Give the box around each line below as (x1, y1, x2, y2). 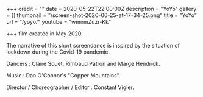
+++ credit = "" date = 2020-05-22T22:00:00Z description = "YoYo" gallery (6, 5, 197, 12)
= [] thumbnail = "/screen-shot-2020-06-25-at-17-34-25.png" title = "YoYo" (6, 12, 197, 19)
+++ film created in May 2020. (6, 30, 84, 37)
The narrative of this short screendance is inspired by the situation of (6, 42, 180, 49)
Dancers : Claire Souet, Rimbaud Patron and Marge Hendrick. (6, 60, 160, 67)
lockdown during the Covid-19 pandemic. (6, 48, 110, 56)
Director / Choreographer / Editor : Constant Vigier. (6, 84, 134, 91)
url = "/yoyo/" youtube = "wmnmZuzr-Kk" (6, 18, 112, 25)
